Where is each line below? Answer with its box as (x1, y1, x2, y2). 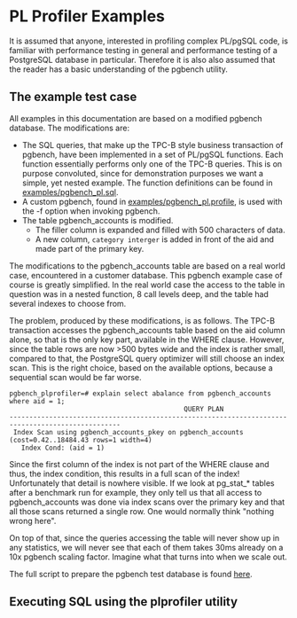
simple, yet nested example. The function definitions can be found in (21, 177, 273, 188)
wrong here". (9, 515, 57, 526)
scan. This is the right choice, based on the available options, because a (9, 362, 273, 373)
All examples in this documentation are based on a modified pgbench (9, 113, 262, 123)
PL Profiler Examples (9, 6, 166, 27)
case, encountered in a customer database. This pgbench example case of (9, 270, 283, 280)
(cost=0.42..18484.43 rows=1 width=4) (9, 435, 152, 444)
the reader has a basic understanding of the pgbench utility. (9, 64, 229, 74)
